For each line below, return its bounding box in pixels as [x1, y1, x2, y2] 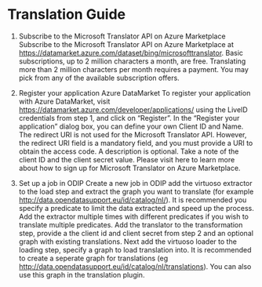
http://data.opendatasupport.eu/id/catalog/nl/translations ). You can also [18, 261, 252, 271]
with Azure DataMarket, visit [18, 96, 111, 106]
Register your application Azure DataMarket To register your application [18, 88, 251, 97]
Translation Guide [7, 5, 126, 24]
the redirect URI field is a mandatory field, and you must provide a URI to [18, 138, 253, 147]
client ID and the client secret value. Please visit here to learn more [18, 154, 235, 164]
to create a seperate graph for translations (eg [18, 253, 169, 263]
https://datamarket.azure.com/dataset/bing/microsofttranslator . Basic [18, 48, 244, 57]
